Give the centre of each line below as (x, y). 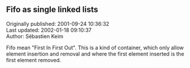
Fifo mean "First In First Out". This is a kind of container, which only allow (95, 47)
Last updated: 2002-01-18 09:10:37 (49, 30)
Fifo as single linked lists (52, 10)
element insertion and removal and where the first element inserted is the (95, 54)
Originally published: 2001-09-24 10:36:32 (58, 23)
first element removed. (34, 60)
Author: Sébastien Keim (35, 36)
